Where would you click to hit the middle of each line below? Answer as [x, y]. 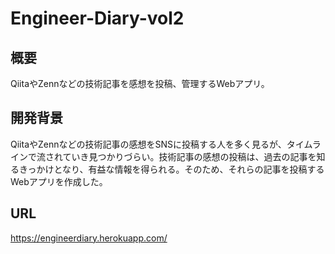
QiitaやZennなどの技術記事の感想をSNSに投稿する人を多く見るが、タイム [161, 144]
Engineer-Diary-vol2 [97, 18]
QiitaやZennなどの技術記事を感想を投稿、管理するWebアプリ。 [140, 83]
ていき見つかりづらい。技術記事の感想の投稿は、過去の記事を [189, 156]
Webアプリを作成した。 [59, 181]
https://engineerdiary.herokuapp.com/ [89, 238]
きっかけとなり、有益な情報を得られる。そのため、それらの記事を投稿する [171, 169]
